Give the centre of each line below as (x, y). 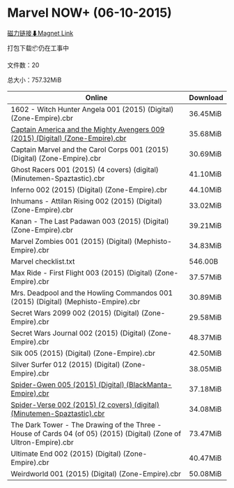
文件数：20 (23, 65)
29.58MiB (205, 317)
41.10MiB (205, 174)
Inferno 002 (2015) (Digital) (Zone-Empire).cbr (89, 189)
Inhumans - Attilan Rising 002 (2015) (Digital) (86, 201)
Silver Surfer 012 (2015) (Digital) (65, 364)
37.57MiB (205, 277)
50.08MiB (205, 473)
